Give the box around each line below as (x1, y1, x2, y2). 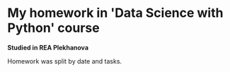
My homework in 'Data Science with (7, 5, 224, 21)
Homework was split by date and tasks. (7, 56, 122, 65)
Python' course (7, 20, 100, 36)
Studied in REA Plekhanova (7, 43, 89, 52)
